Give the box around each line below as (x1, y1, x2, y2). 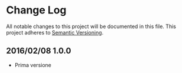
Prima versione (14, 61, 52, 68)
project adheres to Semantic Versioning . (6, 29, 104, 36)
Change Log (6, 4, 67, 17)
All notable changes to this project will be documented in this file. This (6, 23, 177, 30)
